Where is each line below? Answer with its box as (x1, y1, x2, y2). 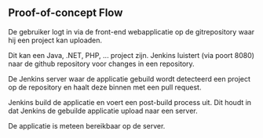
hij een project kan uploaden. (8, 35, 103, 45)
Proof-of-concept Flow (8, 6, 123, 20)
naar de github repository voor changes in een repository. (8, 59, 195, 68)
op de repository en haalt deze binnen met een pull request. (8, 82, 202, 92)
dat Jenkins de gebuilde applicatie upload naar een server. (8, 106, 198, 115)
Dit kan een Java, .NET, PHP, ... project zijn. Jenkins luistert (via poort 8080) (8, 50, 255, 60)
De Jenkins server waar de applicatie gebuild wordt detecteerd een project (8, 74, 251, 83)
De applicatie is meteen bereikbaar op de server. (8, 121, 166, 130)
